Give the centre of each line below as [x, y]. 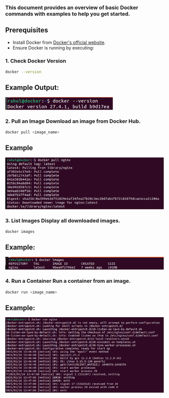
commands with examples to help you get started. [68, 14]
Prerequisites [27, 30]
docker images [20, 232]
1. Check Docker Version [36, 61]
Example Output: [32, 88]
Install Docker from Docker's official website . [59, 42]
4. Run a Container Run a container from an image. [68, 281]
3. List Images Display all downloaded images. [63, 220]
